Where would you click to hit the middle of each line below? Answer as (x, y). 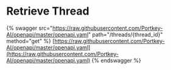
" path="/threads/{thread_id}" (125, 34)
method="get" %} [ (30, 41)
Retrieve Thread (48, 11)
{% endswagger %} (116, 60)
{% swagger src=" (30, 28)
